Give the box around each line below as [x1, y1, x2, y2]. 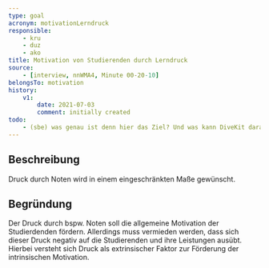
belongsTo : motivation [8, 78, 84, 86]
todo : [8, 116, 26, 124]
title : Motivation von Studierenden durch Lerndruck [8, 57, 188, 65]
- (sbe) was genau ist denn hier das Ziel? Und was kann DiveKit [22, 123, 246, 131]
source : [8, 64, 34, 72]
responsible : [8, 26, 52, 34]
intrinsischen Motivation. [8, 253, 90, 262]
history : [8, 86, 38, 94]
